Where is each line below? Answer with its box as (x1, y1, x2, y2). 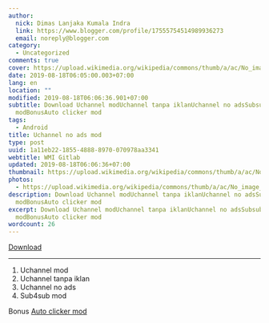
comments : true (8, 57, 59, 65)
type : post (8, 138, 45, 147)
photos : (8, 176, 34, 184)
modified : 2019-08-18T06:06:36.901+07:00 (8, 94, 149, 102)
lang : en (8, 79, 38, 87)
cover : (8, 64, 30, 72)
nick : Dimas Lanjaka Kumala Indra (15, 19, 130, 27)
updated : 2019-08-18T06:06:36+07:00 (8, 161, 130, 169)
